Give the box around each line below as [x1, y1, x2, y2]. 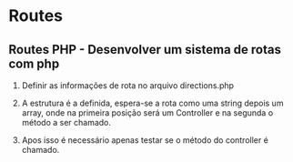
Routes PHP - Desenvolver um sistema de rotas [8, 42, 281, 57]
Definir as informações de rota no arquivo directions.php [21, 80, 234, 91]
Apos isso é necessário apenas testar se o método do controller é [21, 135, 269, 146]
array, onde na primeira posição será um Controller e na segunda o [21, 107, 274, 118]
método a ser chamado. [21, 117, 111, 127]
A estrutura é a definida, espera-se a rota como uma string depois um [21, 97, 284, 108]
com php [8, 56, 60, 71]
